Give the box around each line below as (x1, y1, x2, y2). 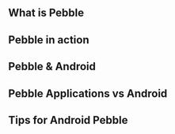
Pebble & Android (8, 60, 97, 73)
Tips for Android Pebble (8, 114, 128, 127)
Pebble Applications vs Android (8, 87, 168, 100)
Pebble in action (8, 33, 89, 47)
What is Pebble (8, 6, 85, 20)
